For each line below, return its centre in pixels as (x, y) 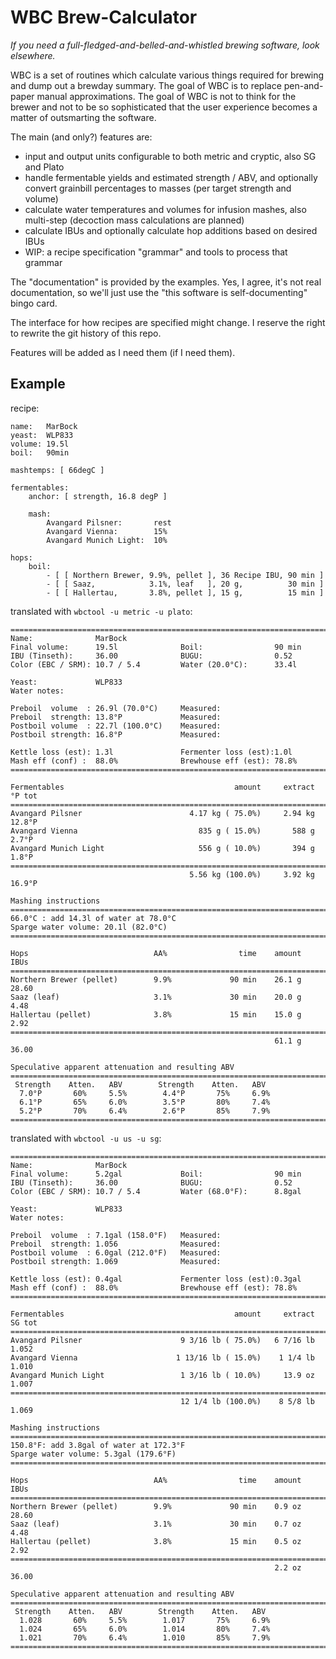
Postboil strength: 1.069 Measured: (116, 1261)
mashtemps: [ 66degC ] (57, 470)
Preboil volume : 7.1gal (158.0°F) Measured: (116, 1235)
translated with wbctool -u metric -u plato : (101, 611)
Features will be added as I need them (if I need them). (123, 352)
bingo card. (34, 303)
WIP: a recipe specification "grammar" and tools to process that (156, 252)
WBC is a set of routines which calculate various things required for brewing (167, 75)
